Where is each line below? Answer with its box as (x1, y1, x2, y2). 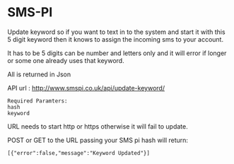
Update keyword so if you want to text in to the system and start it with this (7, 28, 226, 36)
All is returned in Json (7, 70, 71, 78)
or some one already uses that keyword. (7, 56, 125, 64)
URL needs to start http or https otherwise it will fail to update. (7, 122, 189, 131)
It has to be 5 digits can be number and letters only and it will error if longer (7, 49, 227, 57)
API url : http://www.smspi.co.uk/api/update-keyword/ (7, 83, 165, 92)
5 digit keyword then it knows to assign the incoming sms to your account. (7, 35, 224, 43)
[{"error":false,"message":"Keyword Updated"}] (7, 149, 151, 156)
